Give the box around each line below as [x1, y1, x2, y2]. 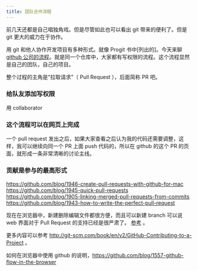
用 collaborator [6, 104, 43, 111]
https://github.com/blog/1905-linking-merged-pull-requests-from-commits [6, 193, 190, 200]
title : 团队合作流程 [6, 8, 52, 15]
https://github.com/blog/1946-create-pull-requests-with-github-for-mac [6, 180, 184, 187]
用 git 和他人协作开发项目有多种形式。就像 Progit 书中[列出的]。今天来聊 [6, 46, 183, 53]
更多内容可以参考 [6, 231, 48, 238]
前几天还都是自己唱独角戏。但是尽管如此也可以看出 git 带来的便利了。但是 [6, 26, 187, 33]
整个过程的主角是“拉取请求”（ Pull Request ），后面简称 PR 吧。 [6, 73, 161, 80]
